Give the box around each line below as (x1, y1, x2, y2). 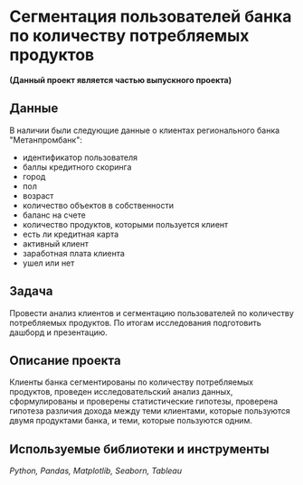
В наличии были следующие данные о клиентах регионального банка (9, 125, 280, 135)
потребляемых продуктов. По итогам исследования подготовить (9, 317, 262, 328)
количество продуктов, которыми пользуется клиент (22, 219, 229, 229)
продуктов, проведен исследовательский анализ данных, (9, 387, 233, 397)
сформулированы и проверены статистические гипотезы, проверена (9, 396, 279, 407)
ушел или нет (22, 257, 75, 268)
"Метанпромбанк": (9, 134, 83, 145)
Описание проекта (9, 352, 121, 368)
